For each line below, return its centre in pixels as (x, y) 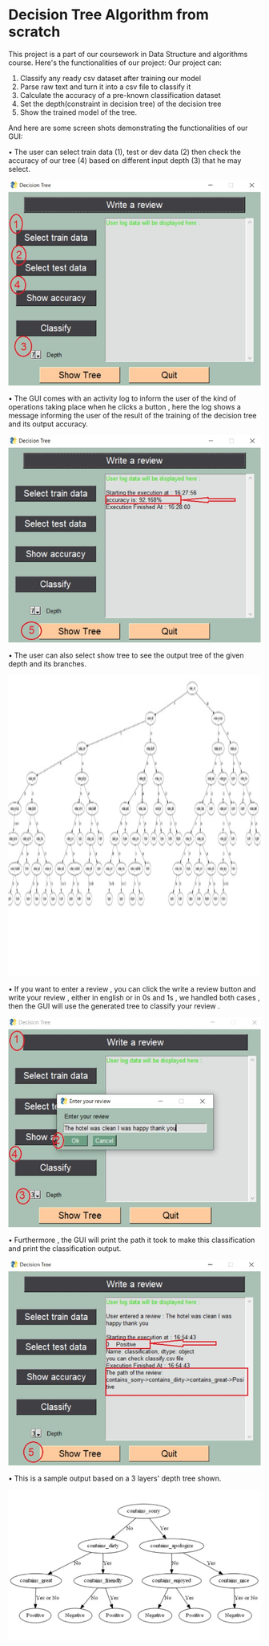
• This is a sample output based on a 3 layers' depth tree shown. (115, 1478)
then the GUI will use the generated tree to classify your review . (114, 1006)
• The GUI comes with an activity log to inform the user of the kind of (122, 398)
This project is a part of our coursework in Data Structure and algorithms (128, 54)
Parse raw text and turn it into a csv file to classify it (105, 87)
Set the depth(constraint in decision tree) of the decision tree (120, 104)
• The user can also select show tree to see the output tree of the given (126, 655)
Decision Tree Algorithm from (109, 15)
